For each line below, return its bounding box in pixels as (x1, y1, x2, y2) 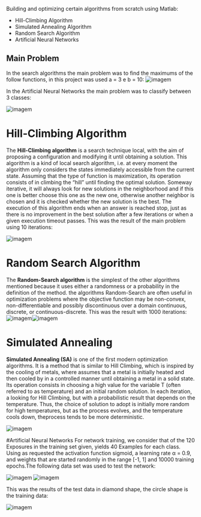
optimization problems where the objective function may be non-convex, (6, 295, 186, 302)
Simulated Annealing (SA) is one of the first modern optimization (6, 356, 168, 363)
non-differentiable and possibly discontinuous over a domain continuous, (6, 301, 187, 309)
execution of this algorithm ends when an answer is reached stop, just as (6, 204, 187, 211)
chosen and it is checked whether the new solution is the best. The (6, 198, 172, 205)
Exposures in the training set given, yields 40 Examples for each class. (6, 443, 181, 450)
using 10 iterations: (6, 223, 53, 231)
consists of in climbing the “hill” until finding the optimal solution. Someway (6, 178, 192, 186)
